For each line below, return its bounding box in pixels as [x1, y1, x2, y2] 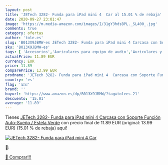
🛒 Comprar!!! [5, 154, 31, 160]
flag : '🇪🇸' [5, 82, 30, 87]
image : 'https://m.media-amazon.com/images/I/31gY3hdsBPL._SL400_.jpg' [5, 21, 157, 27]
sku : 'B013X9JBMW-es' [5, 45, 50, 50]
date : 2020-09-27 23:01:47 [5, 17, 61, 22]
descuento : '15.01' [5, 96, 46, 101]
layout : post [5, 7, 32, 13]
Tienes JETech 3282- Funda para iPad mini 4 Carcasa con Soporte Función [5, 114, 161, 120]
